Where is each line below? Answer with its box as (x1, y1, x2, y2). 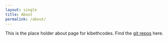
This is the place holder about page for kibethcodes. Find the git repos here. (5, 30, 164, 36)
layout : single (5, 7, 37, 12)
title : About (5, 12, 33, 17)
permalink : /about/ (5, 16, 46, 21)
